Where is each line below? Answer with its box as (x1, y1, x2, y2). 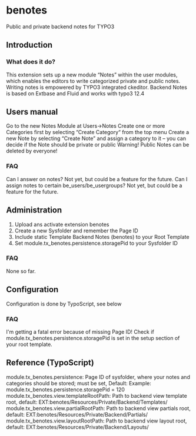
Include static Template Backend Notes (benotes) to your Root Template (14, 233, 190, 240)
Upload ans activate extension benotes (14, 221, 109, 228)
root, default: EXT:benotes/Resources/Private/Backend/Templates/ (6, 398, 168, 405)
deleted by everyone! (6, 148, 58, 155)
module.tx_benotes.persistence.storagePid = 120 (6, 386, 125, 393)
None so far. (6, 267, 36, 274)
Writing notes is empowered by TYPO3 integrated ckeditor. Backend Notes (6, 84, 187, 91)
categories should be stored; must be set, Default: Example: (6, 380, 152, 387)
